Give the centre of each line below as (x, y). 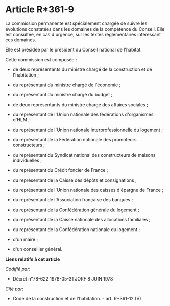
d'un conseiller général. (38, 249)
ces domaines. (21, 40)
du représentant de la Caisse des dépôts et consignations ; (75, 180)
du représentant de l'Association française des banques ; (73, 199)
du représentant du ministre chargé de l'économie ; (67, 85)
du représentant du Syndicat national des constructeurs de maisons (84, 155)
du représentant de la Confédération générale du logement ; (76, 210)
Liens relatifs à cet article (33, 259)
